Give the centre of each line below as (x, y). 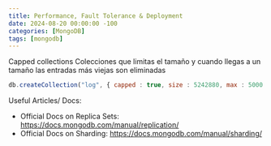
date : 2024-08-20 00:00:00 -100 (63, 24)
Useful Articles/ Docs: (45, 101)
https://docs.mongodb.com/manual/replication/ (99, 125)
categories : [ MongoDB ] (47, 31)
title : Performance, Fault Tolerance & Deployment (96, 16)
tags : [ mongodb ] (36, 39)
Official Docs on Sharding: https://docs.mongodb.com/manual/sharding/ (141, 134)
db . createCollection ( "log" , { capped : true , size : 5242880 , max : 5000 (136, 85)
